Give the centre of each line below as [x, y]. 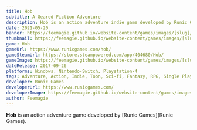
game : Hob [18, 44]
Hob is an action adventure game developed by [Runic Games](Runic [89, 115]
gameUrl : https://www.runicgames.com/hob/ [59, 50]
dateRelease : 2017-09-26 [36, 66]
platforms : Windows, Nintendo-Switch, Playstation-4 [72, 71]
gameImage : [19, 60]
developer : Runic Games [35, 82]
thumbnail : [19, 38]
